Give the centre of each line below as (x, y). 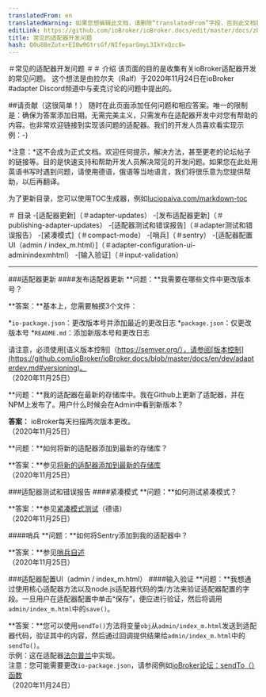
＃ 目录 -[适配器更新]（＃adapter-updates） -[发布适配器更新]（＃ (116, 216)
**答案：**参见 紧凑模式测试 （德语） (67, 509)
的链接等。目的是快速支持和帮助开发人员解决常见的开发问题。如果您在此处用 (133, 162)
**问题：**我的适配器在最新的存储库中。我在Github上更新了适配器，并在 (127, 395)
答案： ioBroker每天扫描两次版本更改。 (72, 422)
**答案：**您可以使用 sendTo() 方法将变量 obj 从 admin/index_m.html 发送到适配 (133, 626)
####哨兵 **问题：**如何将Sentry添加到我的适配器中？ (98, 535)
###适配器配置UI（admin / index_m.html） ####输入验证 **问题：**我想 (126, 579)
